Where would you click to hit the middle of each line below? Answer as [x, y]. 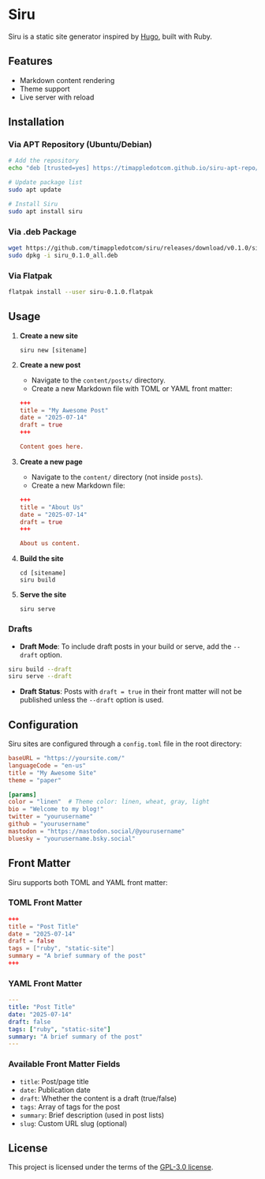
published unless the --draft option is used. [91, 700]
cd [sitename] [43, 573]
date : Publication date [55, 1090]
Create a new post [50, 364]
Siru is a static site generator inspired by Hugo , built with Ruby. [110, 36]
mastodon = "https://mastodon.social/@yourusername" [97, 831]
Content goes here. [52, 447]
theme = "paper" [35, 780]
